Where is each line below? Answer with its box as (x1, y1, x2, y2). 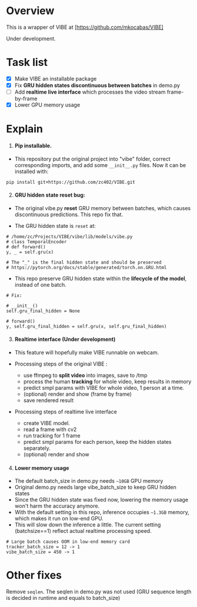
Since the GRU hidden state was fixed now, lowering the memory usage (14, 496, 189, 503)
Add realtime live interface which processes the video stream (14, 88, 166, 95)
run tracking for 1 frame (23, 432, 81, 439)
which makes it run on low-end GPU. (14, 515, 104, 522)
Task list (6, 56, 48, 69)
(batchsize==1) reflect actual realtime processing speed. (14, 528, 152, 535)
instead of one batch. (14, 281, 66, 288)
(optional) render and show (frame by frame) (23, 390, 132, 397)
